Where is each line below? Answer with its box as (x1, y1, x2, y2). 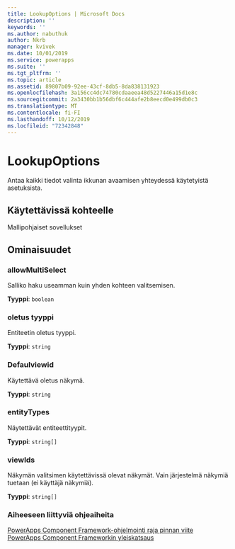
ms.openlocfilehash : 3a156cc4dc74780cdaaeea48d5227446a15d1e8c (7, 89, 198, 96)
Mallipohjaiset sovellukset (7, 223, 83, 232)
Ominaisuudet (7, 244, 71, 256)
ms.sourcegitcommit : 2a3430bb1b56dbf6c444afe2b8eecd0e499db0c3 (7, 96, 198, 103)
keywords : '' (7, 23, 46, 30)
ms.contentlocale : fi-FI (7, 109, 81, 116)
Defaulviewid (7, 360, 55, 370)
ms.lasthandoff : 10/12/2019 (7, 115, 91, 123)
